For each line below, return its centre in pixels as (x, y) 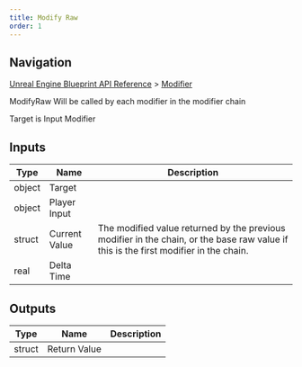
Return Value (74, 349)
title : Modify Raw (44, 18)
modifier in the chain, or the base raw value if (193, 239)
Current (66, 234)
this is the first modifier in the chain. (173, 251)
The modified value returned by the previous (191, 228)
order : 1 (26, 26)
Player (62, 202)
